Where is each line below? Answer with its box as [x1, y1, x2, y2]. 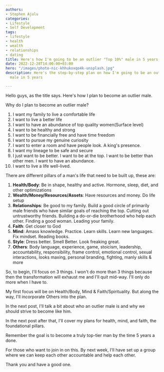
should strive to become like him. [5, 308, 72, 314]
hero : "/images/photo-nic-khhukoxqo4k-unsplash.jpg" [5, 66, 115, 71]
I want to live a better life [12, 116, 62, 122]
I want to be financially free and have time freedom [12, 132, 115, 138]
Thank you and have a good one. [5, 361, 72, 367]
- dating [5, 52, 23, 57]
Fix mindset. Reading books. [12, 233, 70, 239]
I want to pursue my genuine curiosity [12, 137, 89, 143]
